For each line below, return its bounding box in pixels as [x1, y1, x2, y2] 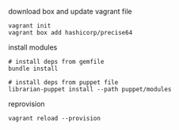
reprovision [8, 99, 45, 109]
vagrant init [8, 22, 51, 30]
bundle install [8, 65, 59, 72]
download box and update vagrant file [8, 7, 132, 16]
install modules [8, 43, 58, 52]
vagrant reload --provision [8, 114, 101, 122]
